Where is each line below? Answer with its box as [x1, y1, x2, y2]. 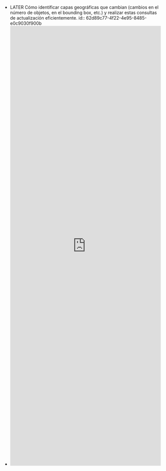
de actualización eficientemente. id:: [10, 15, 85, 21]
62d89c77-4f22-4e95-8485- [86, 15, 147, 21]
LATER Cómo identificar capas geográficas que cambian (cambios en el [10, 5, 159, 10]
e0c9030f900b [10, 20, 42, 26]
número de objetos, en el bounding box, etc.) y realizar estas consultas [10, 10, 157, 16]
